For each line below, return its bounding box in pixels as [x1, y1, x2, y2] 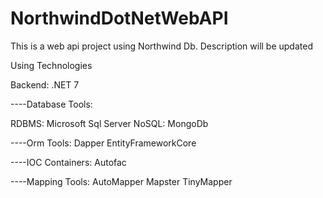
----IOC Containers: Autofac [10, 156, 127, 168]
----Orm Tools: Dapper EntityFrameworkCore [10, 137, 197, 149]
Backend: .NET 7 [10, 78, 80, 91]
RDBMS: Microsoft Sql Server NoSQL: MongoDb [10, 117, 209, 129]
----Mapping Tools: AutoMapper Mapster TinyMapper [10, 175, 233, 187]
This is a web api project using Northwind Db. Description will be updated [10, 40, 313, 52]
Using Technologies [10, 59, 93, 71]
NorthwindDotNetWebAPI [10, 7, 229, 30]
